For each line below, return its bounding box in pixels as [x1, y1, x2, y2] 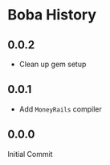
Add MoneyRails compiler [18, 104, 102, 114]
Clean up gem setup [18, 59, 87, 69]
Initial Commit [7, 149, 53, 159]
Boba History [7, 6, 97, 24]
